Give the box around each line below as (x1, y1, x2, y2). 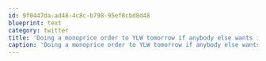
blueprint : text (8, 19, 62, 27)
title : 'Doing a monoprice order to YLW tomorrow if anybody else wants (8, 33, 253, 42)
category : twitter (8, 26, 69, 34)
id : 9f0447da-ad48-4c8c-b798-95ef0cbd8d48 (8, 11, 150, 20)
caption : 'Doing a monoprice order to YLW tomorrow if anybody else (8, 41, 239, 49)
